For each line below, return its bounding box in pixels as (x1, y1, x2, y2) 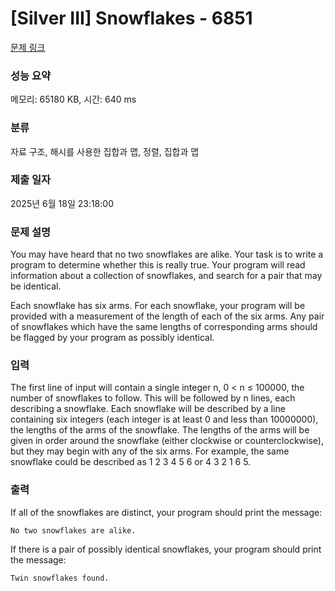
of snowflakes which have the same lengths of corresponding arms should (10, 321, 318, 333)
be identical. (10, 280, 62, 292)
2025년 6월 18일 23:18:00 (10, 197, 114, 209)
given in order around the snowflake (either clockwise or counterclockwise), (10, 435, 324, 447)
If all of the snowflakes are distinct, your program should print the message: (10, 506, 323, 518)
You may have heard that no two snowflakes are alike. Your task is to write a (10, 248, 324, 261)
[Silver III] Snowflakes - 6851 (10, 7, 253, 30)
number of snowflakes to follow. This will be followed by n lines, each (10, 392, 296, 404)
